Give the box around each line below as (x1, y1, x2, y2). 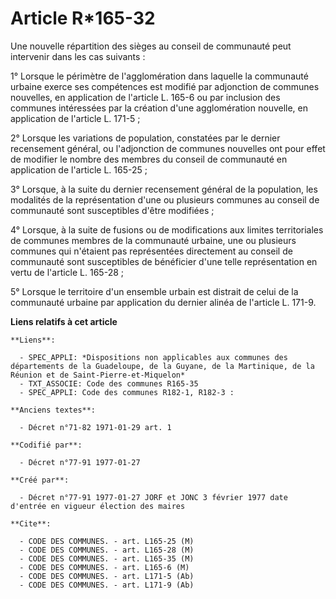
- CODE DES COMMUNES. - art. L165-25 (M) (19, 536, 195, 546)
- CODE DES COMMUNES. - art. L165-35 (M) (19, 553, 195, 564)
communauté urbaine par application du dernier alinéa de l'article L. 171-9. (10, 296, 317, 308)
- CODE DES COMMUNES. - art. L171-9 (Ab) (19, 580, 195, 590)
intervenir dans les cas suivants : (10, 50, 146, 62)
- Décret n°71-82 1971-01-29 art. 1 (19, 422, 172, 432)
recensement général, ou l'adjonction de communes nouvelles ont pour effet (10, 142, 326, 154)
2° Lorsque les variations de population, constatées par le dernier (10, 132, 281, 144)
